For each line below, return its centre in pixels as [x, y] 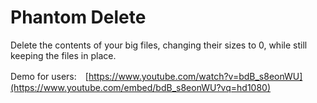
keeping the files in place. [63, 55]
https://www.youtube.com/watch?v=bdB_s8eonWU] [195, 76]
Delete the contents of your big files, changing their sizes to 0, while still [159, 45]
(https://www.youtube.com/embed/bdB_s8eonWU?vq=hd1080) [141, 87]
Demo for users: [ [49, 76]
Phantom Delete [78, 17]
